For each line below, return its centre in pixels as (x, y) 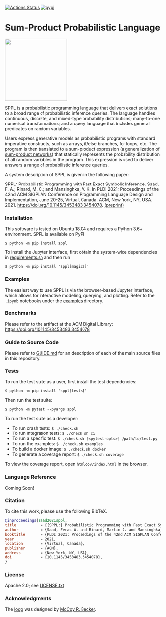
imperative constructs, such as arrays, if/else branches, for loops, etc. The (81, 143)
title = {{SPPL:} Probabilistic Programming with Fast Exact (80, 525)
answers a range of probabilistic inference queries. (57, 165)
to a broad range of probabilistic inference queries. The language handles (80, 113)
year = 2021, (31, 539)
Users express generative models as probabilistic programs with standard (80, 138)
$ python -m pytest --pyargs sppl (41, 409)
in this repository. (23, 358)
